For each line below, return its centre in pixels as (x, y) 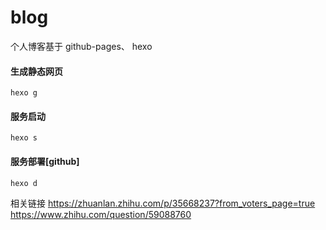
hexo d (24, 183)
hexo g (24, 93)
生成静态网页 (36, 71)
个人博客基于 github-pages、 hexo (81, 46)
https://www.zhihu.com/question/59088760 (101, 214)
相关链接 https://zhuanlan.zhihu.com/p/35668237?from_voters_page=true (163, 203)
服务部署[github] (45, 161)
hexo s (24, 138)
